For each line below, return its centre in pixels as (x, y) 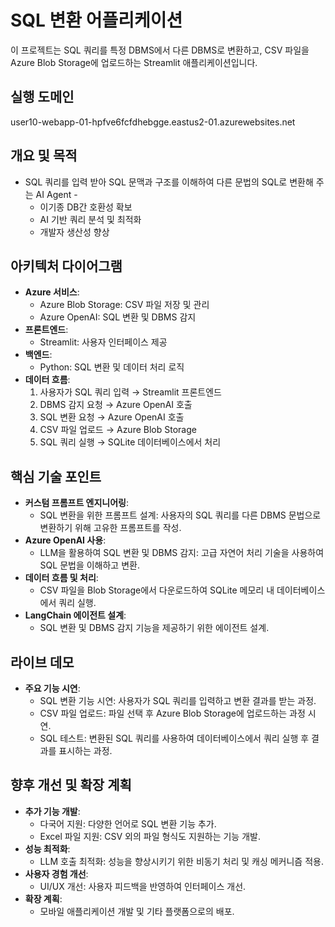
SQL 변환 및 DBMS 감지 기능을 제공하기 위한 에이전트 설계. (154, 628)
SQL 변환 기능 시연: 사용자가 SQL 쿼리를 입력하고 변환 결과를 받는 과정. (178, 700)
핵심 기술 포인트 (56, 476)
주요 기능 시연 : (52, 688)
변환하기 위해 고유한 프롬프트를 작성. (110, 528)
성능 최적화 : (47, 848)
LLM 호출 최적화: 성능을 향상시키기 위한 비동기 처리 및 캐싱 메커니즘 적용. (181, 861)
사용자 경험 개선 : (56, 873)
